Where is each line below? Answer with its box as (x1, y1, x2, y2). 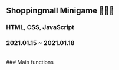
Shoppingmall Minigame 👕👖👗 (6, 6, 115, 16)
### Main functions (6, 58, 54, 65)
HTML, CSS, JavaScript (6, 23, 75, 32)
